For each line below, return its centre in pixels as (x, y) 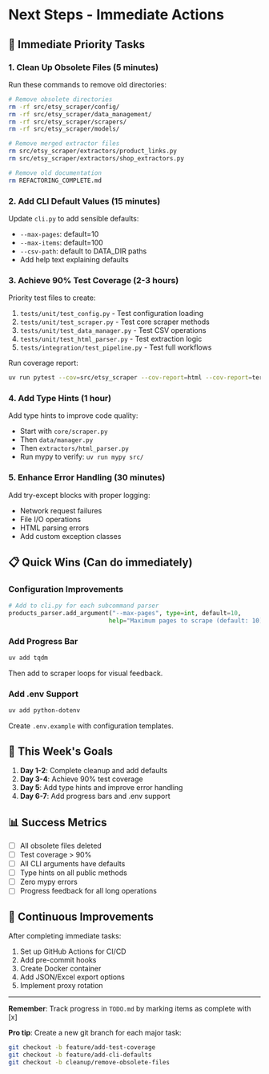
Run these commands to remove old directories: (87, 84)
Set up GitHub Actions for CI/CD (73, 951)
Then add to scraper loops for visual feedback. (86, 673)
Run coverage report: (43, 363)
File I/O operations (50, 519)
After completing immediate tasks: (65, 936)
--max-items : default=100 (62, 242)
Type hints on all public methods (74, 873)
